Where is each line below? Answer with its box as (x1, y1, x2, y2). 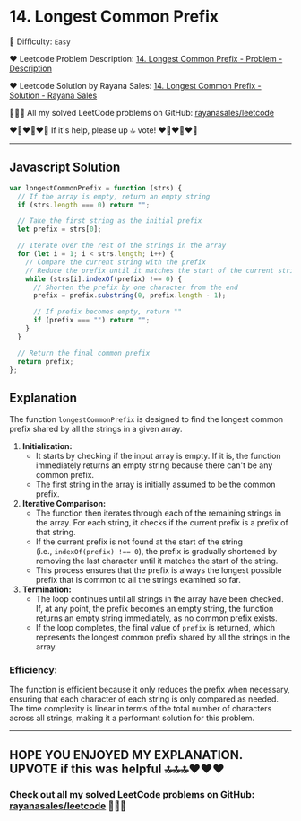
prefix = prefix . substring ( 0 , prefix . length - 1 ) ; (32, 291, 227, 300)
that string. (35, 527, 76, 538)
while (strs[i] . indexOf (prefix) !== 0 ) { (25, 274, 182, 284)
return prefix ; (17, 357, 74, 366)
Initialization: (21, 441, 73, 452)
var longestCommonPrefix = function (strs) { (9, 183, 182, 192)
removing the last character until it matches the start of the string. (35, 555, 279, 567)
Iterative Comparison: (21, 499, 106, 509)
